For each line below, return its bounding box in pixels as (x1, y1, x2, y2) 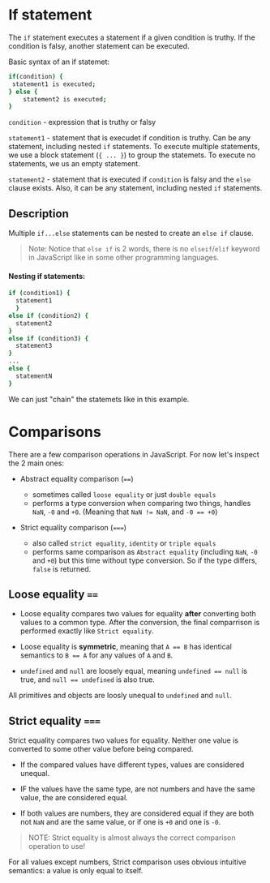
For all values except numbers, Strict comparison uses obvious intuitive (8, 857, 246, 867)
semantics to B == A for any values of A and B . (19, 650, 174, 660)
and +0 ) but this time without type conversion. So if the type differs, (32, 555, 258, 565)
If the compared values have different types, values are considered (19, 760, 245, 769)
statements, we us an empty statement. (8, 159, 140, 169)
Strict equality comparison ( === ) (19, 522, 127, 532)
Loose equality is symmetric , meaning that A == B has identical (19, 642, 233, 652)
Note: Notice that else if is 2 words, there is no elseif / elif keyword (28, 244, 260, 254)
